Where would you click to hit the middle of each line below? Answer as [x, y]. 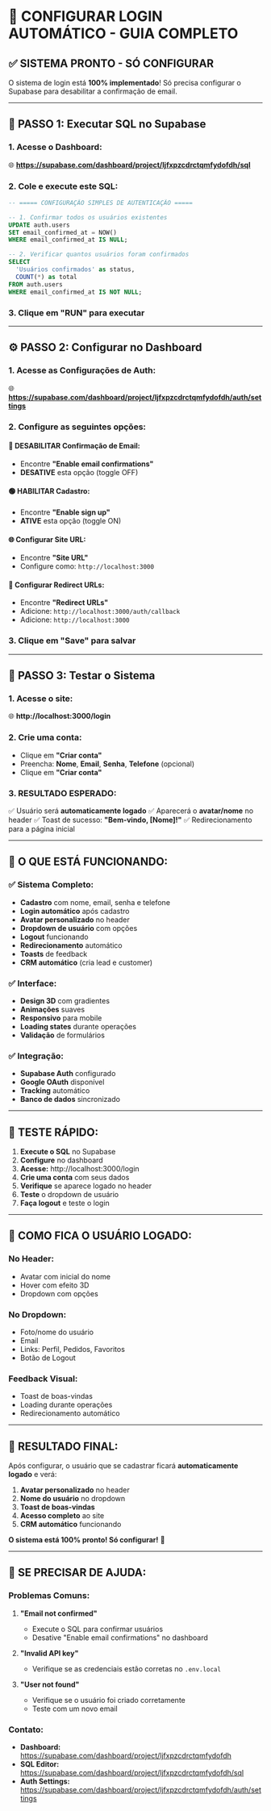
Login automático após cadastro [75, 911]
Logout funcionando [54, 937]
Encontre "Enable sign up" [65, 512]
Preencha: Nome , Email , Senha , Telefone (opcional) [107, 764]
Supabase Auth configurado [68, 1074]
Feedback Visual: [43, 1379]
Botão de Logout [48, 1358]
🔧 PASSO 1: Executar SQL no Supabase [107, 124]
